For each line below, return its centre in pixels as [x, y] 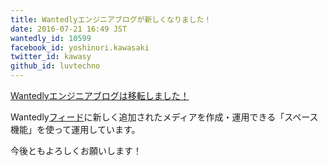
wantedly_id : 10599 [51, 38]
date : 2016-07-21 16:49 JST [69, 29]
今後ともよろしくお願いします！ [76, 150]
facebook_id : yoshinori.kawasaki [80, 47]
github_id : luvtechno [55, 66]
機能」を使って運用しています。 [75, 129]
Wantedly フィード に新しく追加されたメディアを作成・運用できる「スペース [164, 117]
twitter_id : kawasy [51, 57]
